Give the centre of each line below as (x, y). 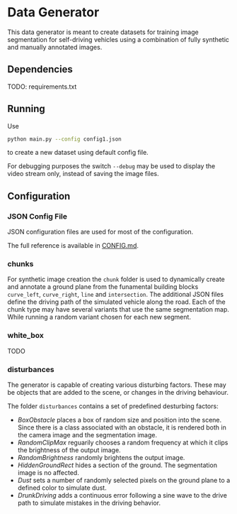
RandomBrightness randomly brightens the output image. (101, 458)
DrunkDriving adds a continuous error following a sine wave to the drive (122, 496)
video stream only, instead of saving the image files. (83, 174)
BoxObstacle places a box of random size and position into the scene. (120, 420)
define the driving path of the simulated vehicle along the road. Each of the (116, 302)
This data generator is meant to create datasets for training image (103, 32)
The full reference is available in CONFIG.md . (73, 246)
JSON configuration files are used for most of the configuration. (100, 232)
